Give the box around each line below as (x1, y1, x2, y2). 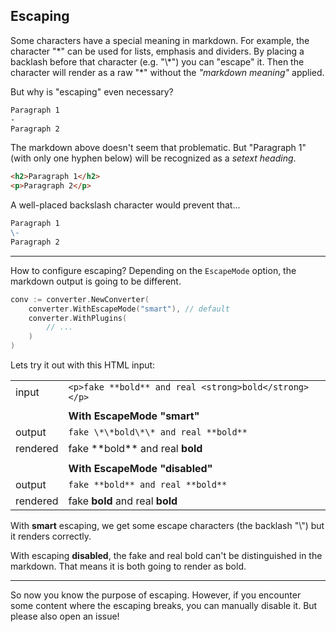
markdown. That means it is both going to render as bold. (10, 560, 247, 573)
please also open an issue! (10, 610, 120, 623)
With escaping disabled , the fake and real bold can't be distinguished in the (10, 550, 323, 562)
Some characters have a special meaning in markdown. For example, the (10, 34, 310, 46)
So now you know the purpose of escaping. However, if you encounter (10, 589, 302, 601)
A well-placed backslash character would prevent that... (10, 199, 241, 211)
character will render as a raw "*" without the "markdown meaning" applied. (10, 66, 325, 78)
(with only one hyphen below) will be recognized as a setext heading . (10, 152, 297, 164)
